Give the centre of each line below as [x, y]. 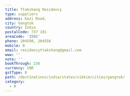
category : [15, 81]
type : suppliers [21, 14]
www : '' [13, 55]
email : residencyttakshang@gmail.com [43, 50]
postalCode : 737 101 [26, 32]
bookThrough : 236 [23, 64]
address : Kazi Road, [26, 18]
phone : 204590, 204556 [28, 41]
